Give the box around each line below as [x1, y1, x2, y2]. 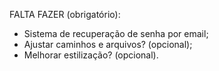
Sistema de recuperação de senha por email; [23, 28, 209, 39]
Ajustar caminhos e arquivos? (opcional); [23, 39, 193, 50]
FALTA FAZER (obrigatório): [9, 9, 121, 20]
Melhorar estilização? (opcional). [23, 49, 159, 61]
